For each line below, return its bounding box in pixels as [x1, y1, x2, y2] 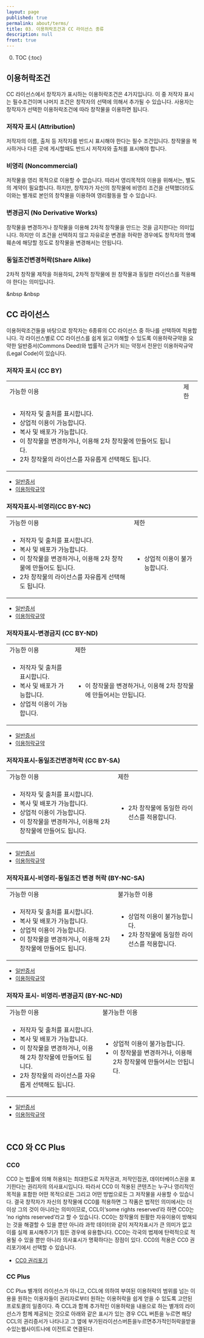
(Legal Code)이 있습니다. [6, 350, 67, 357]
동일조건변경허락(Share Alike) [6, 255, 91, 264]
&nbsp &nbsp [6, 290, 40, 297]
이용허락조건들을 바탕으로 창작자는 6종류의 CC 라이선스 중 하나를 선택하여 [6, 326, 181, 334]
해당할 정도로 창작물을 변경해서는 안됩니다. [22, 239, 123, 246]
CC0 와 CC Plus [6, 1142, 66, 1152]
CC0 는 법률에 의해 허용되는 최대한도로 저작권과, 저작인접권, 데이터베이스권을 [6, 1175, 189, 1183]
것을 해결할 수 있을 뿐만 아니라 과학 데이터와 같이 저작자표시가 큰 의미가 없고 [12, 1221, 192, 1228]
